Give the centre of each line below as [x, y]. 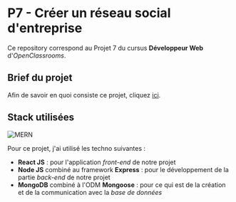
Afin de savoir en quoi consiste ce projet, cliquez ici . [84, 95]
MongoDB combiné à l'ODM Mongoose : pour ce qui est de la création [122, 185]
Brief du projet [40, 78]
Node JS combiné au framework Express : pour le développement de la [123, 169]
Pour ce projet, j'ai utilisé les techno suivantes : [77, 148]
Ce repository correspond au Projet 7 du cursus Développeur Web [106, 48]
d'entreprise [45, 28]
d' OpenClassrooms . [37, 55]
